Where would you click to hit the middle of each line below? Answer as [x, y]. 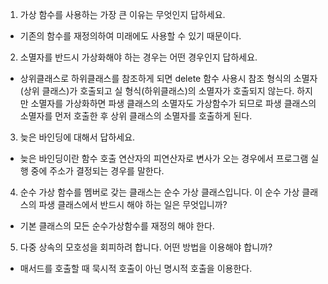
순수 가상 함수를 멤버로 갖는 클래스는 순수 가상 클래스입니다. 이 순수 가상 [159, 192]
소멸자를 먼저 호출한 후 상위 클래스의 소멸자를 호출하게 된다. [136, 116]
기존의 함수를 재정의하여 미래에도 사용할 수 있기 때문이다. [130, 36]
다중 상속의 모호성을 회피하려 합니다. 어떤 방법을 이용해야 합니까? [146, 247]
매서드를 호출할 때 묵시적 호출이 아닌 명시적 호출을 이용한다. [136, 268]
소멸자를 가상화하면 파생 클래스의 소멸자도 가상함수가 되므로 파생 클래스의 [173, 103]
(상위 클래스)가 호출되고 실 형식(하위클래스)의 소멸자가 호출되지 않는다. [157, 91]
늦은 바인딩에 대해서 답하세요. [77, 137]
